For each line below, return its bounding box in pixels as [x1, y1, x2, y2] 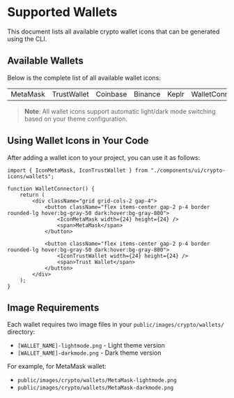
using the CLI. [7, 34, 47, 43]
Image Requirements [7, 302, 100, 314]
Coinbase [95, 89, 127, 98]
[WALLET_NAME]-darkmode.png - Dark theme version [17, 348, 162, 357]
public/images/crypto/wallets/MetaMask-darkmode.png [17, 385, 174, 392]
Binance [133, 89, 161, 98]
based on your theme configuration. [24, 115, 127, 123]
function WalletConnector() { [7, 185, 95, 192]
